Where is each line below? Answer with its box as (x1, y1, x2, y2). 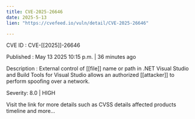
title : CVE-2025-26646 (6, 8, 63, 15)
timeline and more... (6, 108, 56, 115)
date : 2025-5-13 (6, 14, 47, 20)
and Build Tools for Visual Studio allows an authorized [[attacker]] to (6, 72, 175, 79)
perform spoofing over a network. (6, 78, 90, 85)
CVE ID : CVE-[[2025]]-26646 (6, 41, 80, 49)
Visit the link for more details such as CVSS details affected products (6, 101, 176, 108)
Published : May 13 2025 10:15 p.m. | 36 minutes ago (6, 53, 136, 61)
